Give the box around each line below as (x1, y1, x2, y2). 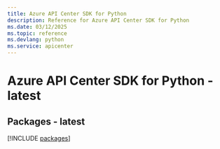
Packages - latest (7, 115, 85, 127)
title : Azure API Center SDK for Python (7, 10, 128, 17)
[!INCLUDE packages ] (7, 134, 71, 142)
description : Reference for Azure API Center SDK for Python (7, 17, 190, 24)
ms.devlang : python (7, 36, 64, 43)
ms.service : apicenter (7, 43, 74, 50)
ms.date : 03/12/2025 (7, 23, 68, 30)
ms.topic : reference (7, 29, 68, 37)
